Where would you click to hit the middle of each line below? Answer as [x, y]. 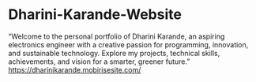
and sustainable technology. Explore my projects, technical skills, [114, 53]
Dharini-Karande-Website [95, 15]
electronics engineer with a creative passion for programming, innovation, [128, 44]
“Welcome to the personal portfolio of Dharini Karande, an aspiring [117, 36]
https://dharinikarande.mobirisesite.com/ [75, 69]
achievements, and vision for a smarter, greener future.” [99, 61]
